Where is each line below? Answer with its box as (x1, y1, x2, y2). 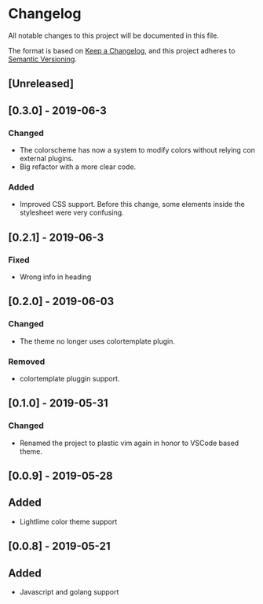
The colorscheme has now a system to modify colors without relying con (19, 145, 255, 155)
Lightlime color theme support (19, 517, 118, 526)
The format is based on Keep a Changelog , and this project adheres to (8, 46, 236, 55)
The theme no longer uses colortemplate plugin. (19, 336, 175, 346)
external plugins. (19, 154, 75, 164)
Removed (8, 355, 46, 366)
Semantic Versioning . (8, 54, 77, 64)
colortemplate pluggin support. (19, 374, 120, 383)
